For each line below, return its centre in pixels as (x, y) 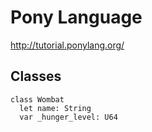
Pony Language (76, 17)
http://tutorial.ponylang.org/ (67, 45)
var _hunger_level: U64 (68, 117)
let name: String (55, 108)
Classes (36, 76)
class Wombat (37, 99)
